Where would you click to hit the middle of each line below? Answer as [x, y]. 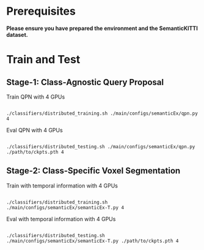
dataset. [17, 34]
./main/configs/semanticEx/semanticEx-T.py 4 [65, 207]
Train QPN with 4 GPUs [36, 97]
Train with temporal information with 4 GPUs [62, 186]
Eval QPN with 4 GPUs [35, 130]
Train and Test [43, 60]
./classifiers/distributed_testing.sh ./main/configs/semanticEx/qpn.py [101, 146]
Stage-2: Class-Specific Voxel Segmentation [93, 171]
